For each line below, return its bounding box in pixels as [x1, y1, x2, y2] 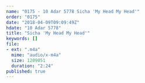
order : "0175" [6, 14, 41, 20]
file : [6, 41, 19, 47]
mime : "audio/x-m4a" [11, 52, 61, 58]
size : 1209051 [11, 57, 46, 63]
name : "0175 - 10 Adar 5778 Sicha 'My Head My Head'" [6, 8, 140, 15]
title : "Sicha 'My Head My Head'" [6, 30, 91, 36]
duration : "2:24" [11, 63, 54, 69]
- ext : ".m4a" [6, 47, 41, 53]
